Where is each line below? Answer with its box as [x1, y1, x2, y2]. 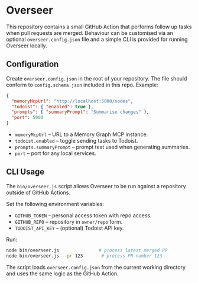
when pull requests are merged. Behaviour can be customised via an [6, 29, 173, 36]
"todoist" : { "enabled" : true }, [11, 104, 94, 110]
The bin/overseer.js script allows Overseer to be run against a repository [6, 182, 186, 189]
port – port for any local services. [14, 150, 96, 157]
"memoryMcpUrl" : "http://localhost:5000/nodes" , [11, 98, 134, 104]
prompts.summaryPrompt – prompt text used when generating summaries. [14, 143, 190, 150]
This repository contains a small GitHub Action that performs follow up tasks [6, 23, 192, 30]
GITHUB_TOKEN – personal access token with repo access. [14, 211, 152, 219]
